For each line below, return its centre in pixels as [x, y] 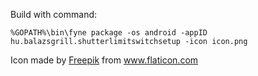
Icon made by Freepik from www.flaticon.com [104, 60]
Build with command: [54, 14]
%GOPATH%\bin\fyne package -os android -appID [109, 33]
